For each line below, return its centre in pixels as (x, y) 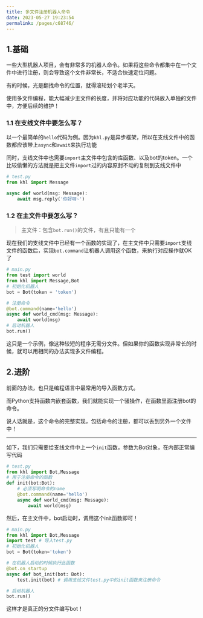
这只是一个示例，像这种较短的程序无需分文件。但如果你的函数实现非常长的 (99, 344)
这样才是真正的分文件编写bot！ (45, 609)
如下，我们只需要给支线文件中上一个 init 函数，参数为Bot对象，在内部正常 (98, 447)
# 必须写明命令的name (41, 489)
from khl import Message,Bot (43, 281)
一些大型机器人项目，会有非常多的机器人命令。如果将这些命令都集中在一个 (99, 65)
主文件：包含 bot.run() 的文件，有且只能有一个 (78, 230)
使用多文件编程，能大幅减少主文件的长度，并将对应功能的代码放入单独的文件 (101, 98)
